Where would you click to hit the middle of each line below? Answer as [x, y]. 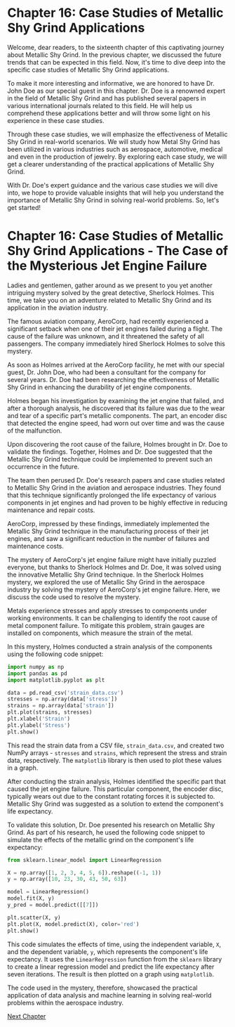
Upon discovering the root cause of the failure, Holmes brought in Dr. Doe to [117, 444]
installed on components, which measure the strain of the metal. [100, 633]
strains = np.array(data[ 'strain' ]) [61, 706]
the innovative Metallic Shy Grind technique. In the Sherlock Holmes [106, 575]
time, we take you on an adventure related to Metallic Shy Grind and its [109, 300]
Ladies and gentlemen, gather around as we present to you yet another [110, 285]
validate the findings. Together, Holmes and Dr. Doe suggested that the [110, 452]
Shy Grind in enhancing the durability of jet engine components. [100, 387]
